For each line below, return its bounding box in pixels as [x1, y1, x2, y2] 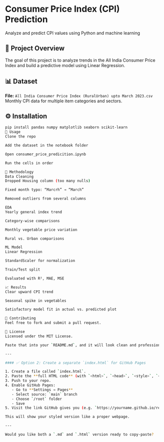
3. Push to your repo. [5, 378, 51, 383]
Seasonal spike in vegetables [5, 298, 67, 303]
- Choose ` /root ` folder [11, 396, 62, 401]
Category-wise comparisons [5, 218, 60, 223]
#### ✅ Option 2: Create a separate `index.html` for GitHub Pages [5, 360, 146, 365]
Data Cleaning [5, 174, 34, 179]
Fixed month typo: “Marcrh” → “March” [5, 187, 84, 192]
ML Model [5, 245, 23, 250]
